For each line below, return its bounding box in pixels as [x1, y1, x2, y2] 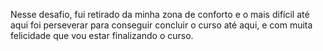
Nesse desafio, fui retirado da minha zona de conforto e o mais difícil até [10, 9, 310, 20]
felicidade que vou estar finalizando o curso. [10, 30, 194, 41]
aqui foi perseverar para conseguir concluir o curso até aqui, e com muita [10, 19, 313, 31]
